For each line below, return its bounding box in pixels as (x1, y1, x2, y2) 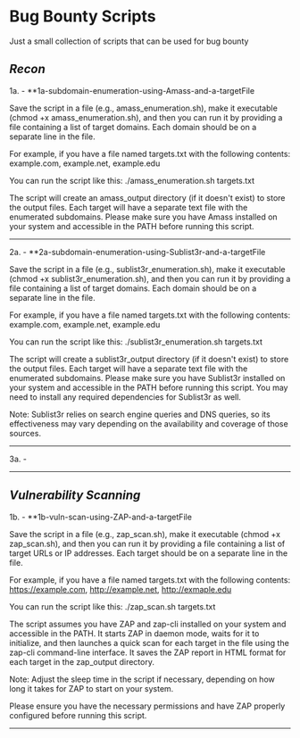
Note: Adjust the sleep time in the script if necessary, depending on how (9, 674, 275, 684)
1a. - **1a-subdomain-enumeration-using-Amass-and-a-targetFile (9, 85, 255, 95)
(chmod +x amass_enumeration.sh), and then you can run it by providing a (9, 112, 283, 122)
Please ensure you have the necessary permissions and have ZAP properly (9, 701, 286, 711)
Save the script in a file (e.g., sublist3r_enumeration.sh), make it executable (9, 263, 286, 274)
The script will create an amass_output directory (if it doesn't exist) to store (9, 192, 286, 203)
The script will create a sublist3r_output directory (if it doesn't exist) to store (9, 353, 289, 364)
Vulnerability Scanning (9, 488, 141, 503)
